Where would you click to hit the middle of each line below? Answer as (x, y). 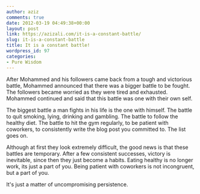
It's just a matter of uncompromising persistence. (67, 184)
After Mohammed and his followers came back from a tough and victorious (99, 79)
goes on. (17, 135)
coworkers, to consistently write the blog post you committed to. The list (96, 129)
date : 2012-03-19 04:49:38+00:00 (48, 23)
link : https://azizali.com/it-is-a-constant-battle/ (74, 34)
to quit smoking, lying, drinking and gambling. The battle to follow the (92, 116)
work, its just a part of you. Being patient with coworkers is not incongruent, (100, 166)
